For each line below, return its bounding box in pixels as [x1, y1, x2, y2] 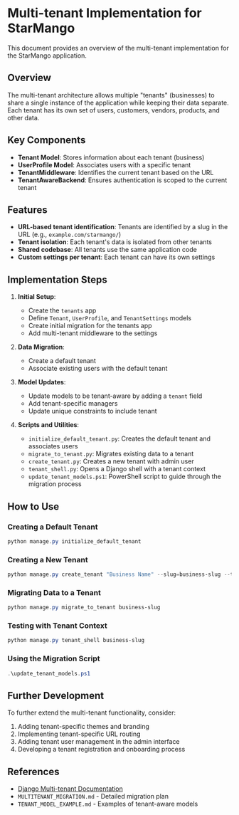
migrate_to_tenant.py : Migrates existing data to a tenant [28, 450, 194, 458]
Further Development [7, 689, 105, 702]
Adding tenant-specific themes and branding [17, 722, 149, 731]
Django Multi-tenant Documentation [17, 784, 123, 793]
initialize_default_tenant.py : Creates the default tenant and [28, 434, 211, 443]
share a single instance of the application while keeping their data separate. [7, 98, 229, 107]
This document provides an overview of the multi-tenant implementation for [7, 43, 230, 52]
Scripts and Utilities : [17, 421, 80, 429]
